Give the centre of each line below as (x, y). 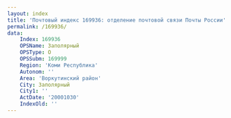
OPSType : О (36, 53)
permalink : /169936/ (37, 26)
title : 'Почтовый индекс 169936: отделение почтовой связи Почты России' (117, 20)
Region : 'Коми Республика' (59, 65)
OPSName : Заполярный (50, 46)
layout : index (28, 14)
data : (15, 33)
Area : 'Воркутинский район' (60, 78)
